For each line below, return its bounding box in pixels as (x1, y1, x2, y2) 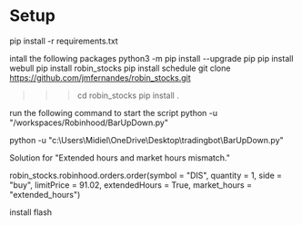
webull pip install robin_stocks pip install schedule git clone (9, 63, 231, 73)
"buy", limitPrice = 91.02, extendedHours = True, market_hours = (9, 179, 253, 191)
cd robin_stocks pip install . (76, 90, 179, 101)
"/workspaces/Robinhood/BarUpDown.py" (9, 117, 168, 128)
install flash (9, 206, 53, 218)
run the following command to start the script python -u (9, 107, 218, 118)
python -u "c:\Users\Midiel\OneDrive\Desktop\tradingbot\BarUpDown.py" (9, 134, 284, 145)
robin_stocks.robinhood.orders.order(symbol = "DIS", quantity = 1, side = (9, 170, 283, 181)
